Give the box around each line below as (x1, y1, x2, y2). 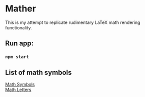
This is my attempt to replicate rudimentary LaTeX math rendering (5, 19, 140, 25)
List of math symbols (5, 68, 72, 77)
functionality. (5, 24, 32, 30)
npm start (5, 54, 29, 60)
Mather (5, 3, 36, 14)
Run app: (5, 39, 34, 48)
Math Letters (5, 87, 31, 93)
